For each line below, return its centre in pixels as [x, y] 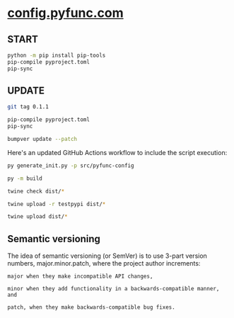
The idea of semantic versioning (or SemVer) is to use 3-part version [107, 256]
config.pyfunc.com [65, 13]
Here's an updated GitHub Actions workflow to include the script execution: [117, 152]
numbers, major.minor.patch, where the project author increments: [104, 263]
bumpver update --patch [42, 140]
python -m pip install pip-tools [57, 55]
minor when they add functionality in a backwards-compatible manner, [113, 289]
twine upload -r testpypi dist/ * [57, 204]
